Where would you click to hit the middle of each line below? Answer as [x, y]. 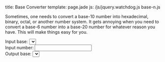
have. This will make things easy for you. [46, 32]
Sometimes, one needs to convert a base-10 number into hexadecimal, [77, 16]
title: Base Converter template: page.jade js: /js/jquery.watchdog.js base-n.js [83, 7]
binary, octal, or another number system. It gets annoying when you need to [82, 22]
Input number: [19, 48]
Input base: [16, 41]
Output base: [18, 54]
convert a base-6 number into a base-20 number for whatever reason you [80, 27]
